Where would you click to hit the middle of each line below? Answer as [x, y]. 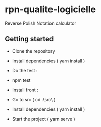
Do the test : [25, 70]
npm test [21, 80]
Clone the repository [33, 51]
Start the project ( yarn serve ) [43, 119]
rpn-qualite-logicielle [50, 9]
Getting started [29, 39]
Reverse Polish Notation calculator [40, 23]
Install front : [25, 90]
